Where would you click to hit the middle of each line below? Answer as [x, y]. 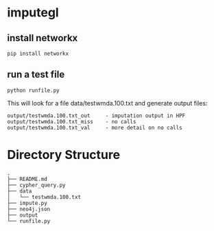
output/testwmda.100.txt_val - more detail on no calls [95, 127]
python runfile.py [33, 90]
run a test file [36, 74]
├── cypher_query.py [37, 185]
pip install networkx [38, 53]
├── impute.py [27, 203]
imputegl [33, 13]
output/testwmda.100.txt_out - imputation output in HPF [96, 115]
